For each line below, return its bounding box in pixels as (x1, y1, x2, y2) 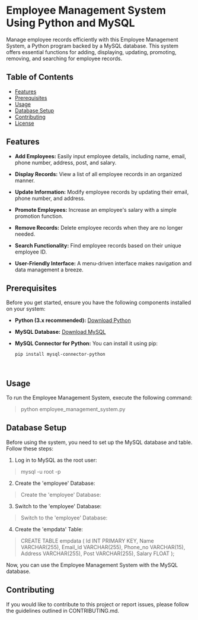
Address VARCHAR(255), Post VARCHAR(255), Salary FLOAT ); (20, 550, 175, 557)
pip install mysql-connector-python (14, 352, 106, 358)
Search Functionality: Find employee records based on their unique (14, 242, 182, 249)
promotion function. (14, 212, 63, 220)
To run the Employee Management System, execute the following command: (6, 394, 193, 402)
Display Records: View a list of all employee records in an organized (14, 170, 182, 177)
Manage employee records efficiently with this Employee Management (6, 36, 178, 43)
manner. (14, 177, 36, 184)
